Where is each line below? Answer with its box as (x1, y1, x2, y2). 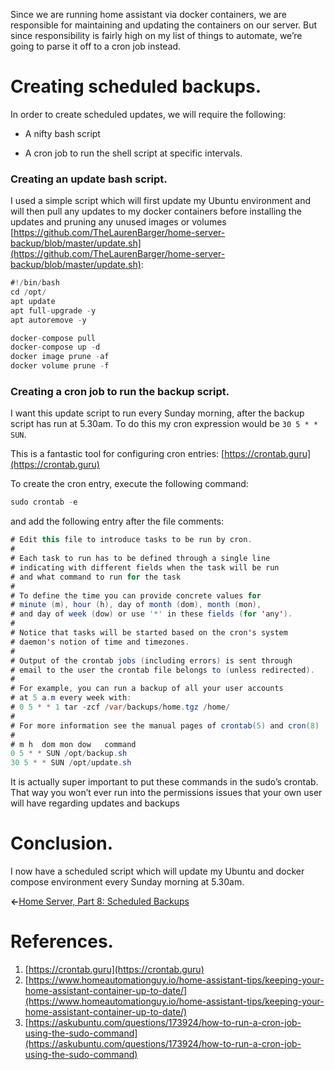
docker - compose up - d (10, 342, 101, 353)
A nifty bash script (24, 127, 101, 139)
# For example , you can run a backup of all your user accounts (10, 684, 284, 694)
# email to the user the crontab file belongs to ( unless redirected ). (10, 665, 315, 675)
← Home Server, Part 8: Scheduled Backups (10, 895, 190, 908)
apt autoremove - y (10, 315, 87, 325)
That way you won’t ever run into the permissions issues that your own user (10, 787, 323, 799)
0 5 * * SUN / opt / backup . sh (10, 749, 128, 759)
